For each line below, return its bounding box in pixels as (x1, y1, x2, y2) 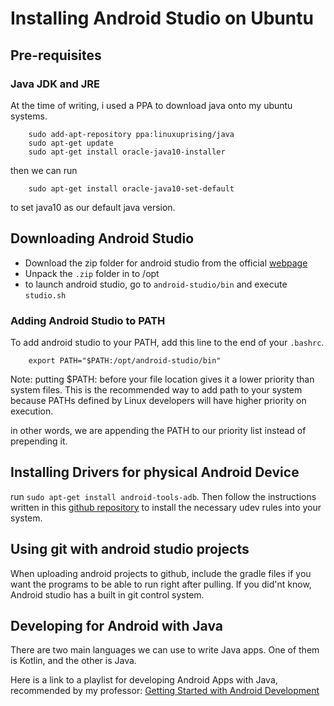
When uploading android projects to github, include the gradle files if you (10, 567, 312, 579)
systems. (10, 110, 48, 122)
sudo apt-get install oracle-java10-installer (28, 147, 226, 157)
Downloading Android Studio (10, 230, 195, 247)
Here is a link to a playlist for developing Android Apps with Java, (10, 674, 278, 686)
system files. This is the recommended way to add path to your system (10, 383, 303, 396)
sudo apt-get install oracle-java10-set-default (28, 183, 235, 194)
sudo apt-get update (28, 138, 114, 148)
